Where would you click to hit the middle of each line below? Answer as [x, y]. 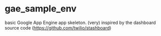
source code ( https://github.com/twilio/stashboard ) [58, 27]
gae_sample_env [41, 9]
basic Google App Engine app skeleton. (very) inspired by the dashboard [80, 22]
